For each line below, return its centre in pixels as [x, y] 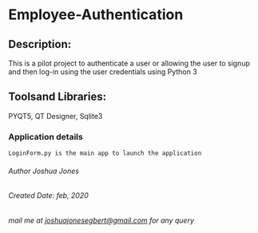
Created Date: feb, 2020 [49, 195]
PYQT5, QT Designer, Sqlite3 [56, 116]
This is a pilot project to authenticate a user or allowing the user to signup [129, 63]
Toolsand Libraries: [57, 97]
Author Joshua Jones [44, 171]
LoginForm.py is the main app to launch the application [105, 153]
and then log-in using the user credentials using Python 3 [103, 72]
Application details [46, 136]
